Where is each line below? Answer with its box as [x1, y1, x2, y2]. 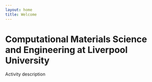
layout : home [5, 7, 33, 12]
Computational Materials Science [5, 33, 147, 45]
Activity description [5, 71, 46, 77]
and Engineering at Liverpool [5, 44, 128, 55]
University [5, 54, 50, 66]
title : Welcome [5, 12, 37, 17]
